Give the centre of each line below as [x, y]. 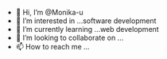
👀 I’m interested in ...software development [86, 21]
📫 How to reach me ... [52, 47]
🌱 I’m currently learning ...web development [87, 29]
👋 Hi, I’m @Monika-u [49, 12]
